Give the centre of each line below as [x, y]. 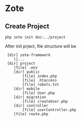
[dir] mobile [27, 89]
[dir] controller [31, 106]
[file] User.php [39, 93]
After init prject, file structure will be [40, 46]
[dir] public [27, 72]
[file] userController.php [49, 110]
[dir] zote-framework [29, 55]
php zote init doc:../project [35, 37]
